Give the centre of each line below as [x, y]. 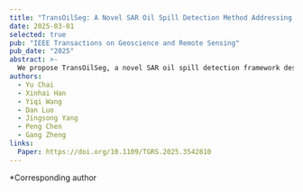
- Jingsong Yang [48, 118]
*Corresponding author [53, 178]
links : [22, 143]
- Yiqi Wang [40, 101]
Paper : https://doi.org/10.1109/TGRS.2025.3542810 [115, 151]
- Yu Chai [36, 85]
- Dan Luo [36, 110]
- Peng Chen [40, 127]
